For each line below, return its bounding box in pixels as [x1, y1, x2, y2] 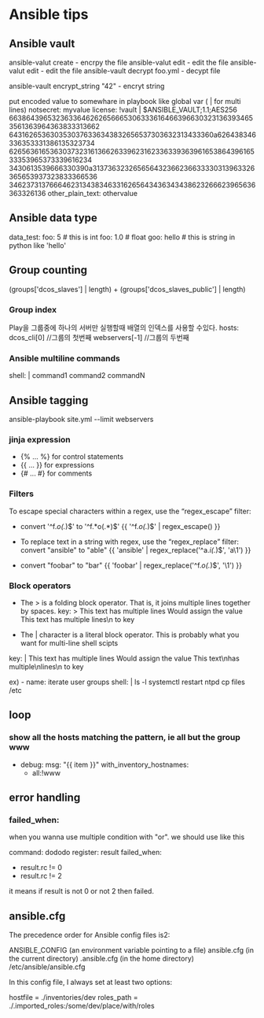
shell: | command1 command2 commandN [9, 371, 145, 380]
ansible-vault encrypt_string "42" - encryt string [9, 81, 165, 91]
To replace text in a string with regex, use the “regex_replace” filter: [20, 537, 239, 546]
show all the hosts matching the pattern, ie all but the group [9, 732, 240, 743]
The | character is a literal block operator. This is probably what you [20, 630, 240, 639]
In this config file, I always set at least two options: [9, 978, 172, 987]
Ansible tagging [9, 394, 89, 407]
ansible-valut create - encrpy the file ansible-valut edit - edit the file [9, 57, 229, 67]
